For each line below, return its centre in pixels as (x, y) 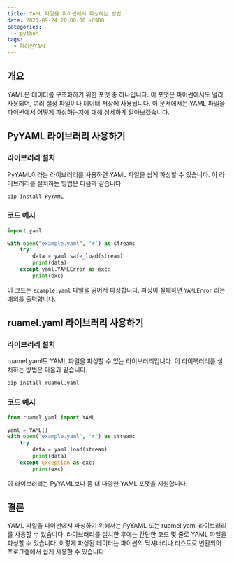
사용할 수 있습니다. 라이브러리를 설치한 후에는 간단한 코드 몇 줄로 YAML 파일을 (120, 534)
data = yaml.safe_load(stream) (78, 256)
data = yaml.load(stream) (70, 450)
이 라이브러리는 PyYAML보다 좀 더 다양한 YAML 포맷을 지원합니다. (97, 483)
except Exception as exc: (58, 463)
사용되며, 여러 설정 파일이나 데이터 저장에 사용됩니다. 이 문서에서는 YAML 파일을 (116, 103)
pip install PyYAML (36, 197)
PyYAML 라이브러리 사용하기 (66, 136)
